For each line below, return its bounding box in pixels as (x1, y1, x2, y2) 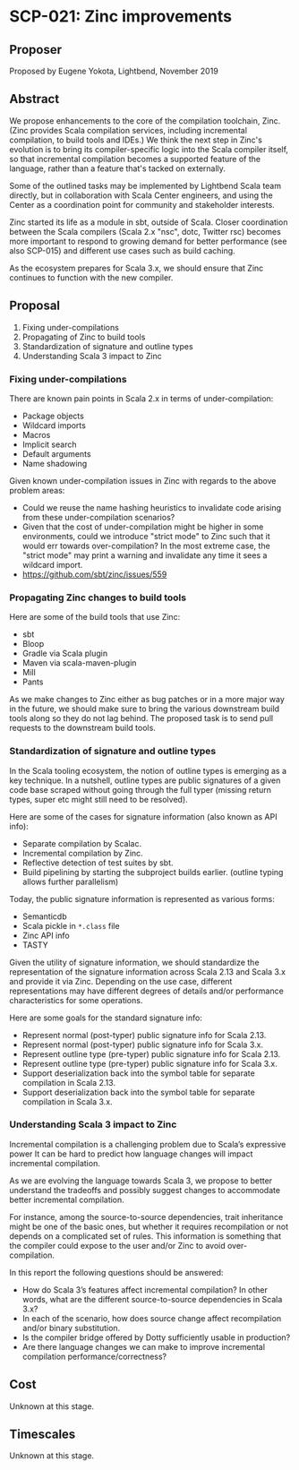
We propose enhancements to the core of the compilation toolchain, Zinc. (9, 115, 281, 126)
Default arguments (21, 448, 91, 459)
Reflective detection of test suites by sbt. (21, 857, 174, 868)
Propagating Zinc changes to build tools (9, 591, 186, 604)
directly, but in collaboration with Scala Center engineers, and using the (9, 190, 273, 201)
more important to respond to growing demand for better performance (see (9, 236, 287, 246)
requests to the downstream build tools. (9, 723, 157, 734)
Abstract (9, 91, 60, 107)
